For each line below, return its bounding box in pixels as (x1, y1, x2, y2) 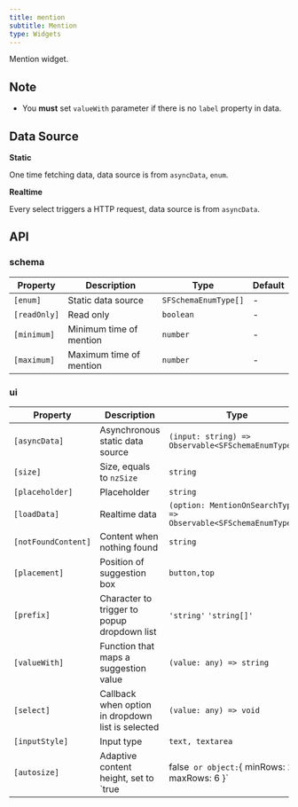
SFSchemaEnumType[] (161, 294, 245, 305)
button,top (168, 568, 215, 577)
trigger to (99, 603, 139, 615)
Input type (99, 735, 143, 748)
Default (252, 278, 285, 291)
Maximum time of (67, 348, 140, 360)
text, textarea (168, 736, 233, 746)
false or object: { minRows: (168, 760, 286, 772)
